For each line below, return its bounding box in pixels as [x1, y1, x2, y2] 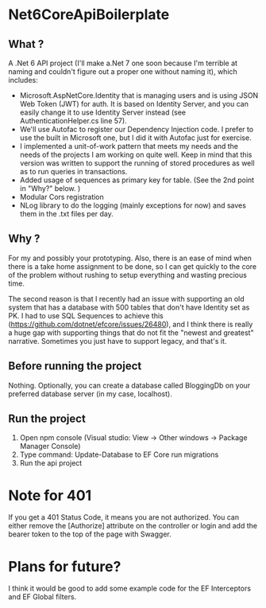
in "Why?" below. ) [19, 184, 81, 193]
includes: [8, 76, 38, 84]
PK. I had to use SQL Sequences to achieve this [8, 310, 164, 320]
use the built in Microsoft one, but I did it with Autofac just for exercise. [19, 133, 252, 142]
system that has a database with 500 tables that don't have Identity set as [8, 302, 250, 312]
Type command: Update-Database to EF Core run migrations [19, 450, 219, 459]
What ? [8, 37, 44, 51]
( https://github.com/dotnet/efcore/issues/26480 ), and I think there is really [8, 319, 253, 329]
